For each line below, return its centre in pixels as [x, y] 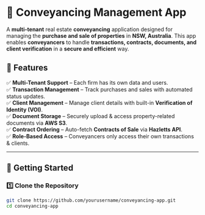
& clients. [18, 143]
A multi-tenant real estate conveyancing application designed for [89, 29]
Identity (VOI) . [25, 110]
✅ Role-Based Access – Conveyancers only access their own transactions [100, 136]
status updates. [26, 96]
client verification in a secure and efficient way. [68, 49]
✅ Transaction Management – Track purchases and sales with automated [100, 89]
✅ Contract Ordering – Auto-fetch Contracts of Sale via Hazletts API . [95, 129]
